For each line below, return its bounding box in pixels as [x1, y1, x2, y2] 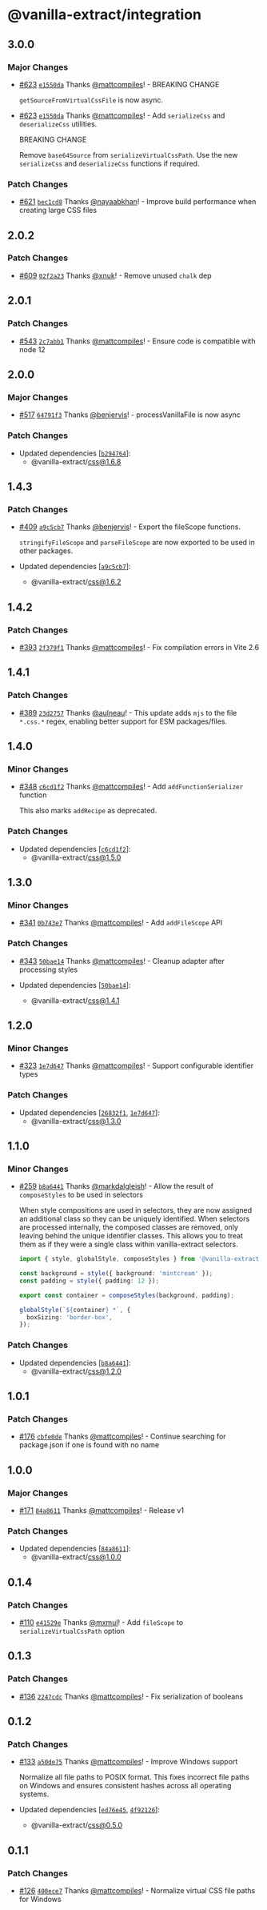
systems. [18, 1789, 50, 1799]
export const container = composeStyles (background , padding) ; [18, 1291, 235, 1299]
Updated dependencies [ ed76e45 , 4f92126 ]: [18, 1805, 161, 1815]
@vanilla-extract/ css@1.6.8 [30, 456, 122, 466]
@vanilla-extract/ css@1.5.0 [30, 853, 122, 862]
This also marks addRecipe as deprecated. [18, 806, 157, 816]
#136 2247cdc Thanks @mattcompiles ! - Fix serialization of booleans [18, 1691, 244, 1701]
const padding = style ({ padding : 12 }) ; [18, 1277, 160, 1285]
